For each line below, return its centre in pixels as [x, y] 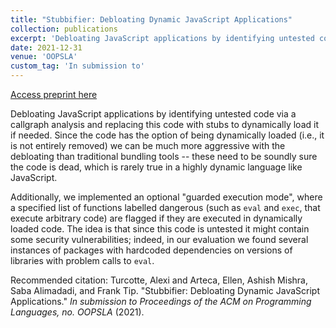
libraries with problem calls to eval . [82, 260]
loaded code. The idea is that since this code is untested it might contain [160, 229]
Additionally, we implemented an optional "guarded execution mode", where [166, 197]
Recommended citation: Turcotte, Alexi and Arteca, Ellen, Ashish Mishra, [159, 280]
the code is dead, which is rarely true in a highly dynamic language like [156, 167]
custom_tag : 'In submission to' [77, 66]
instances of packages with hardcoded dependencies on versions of [151, 250]
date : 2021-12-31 [46, 47]
